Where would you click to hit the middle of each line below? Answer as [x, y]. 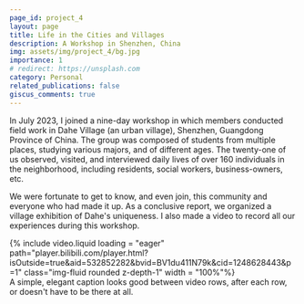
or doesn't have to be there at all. [71, 291]
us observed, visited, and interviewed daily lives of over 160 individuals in [147, 159]
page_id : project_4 [46, 18]
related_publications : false [65, 86]
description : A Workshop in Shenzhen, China [95, 43]
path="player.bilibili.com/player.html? [79, 253]
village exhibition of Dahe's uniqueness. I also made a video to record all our [152, 215]
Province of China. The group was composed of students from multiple [142, 140]
